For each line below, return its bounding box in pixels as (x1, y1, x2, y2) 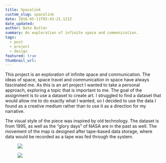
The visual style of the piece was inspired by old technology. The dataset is (5, 118, 160, 124)
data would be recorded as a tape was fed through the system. (5, 134, 134, 140)
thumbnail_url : (5, 58, 37, 63)
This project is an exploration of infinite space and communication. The (5, 71, 151, 77)
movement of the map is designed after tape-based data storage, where (5, 128, 153, 134)
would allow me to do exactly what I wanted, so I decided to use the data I (5, 98, 156, 104)
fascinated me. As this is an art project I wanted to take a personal (5, 82, 140, 88)
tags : (5, 35, 16, 40)
